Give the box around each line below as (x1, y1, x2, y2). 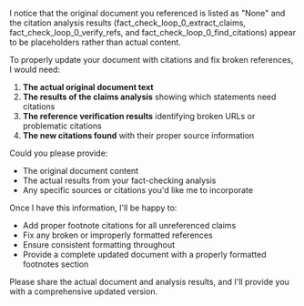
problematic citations (22, 120, 102, 131)
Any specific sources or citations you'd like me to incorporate (22, 185, 253, 195)
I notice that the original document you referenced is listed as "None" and (9, 8, 286, 18)
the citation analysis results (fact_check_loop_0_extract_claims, (9, 17, 246, 28)
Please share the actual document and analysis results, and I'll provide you (9, 277, 289, 287)
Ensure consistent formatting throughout (22, 240, 176, 250)
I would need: (9, 64, 61, 75)
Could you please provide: (9, 148, 108, 158)
